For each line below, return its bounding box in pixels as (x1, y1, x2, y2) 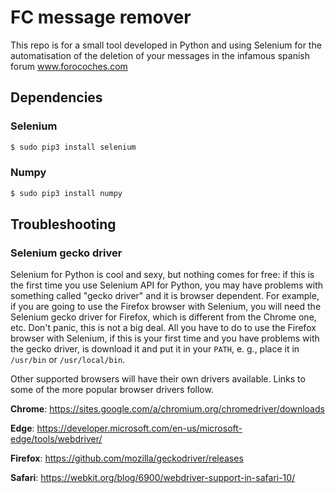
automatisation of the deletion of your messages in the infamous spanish (10, 49, 310, 61)
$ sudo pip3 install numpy (10, 188, 123, 198)
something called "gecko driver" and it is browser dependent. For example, (10, 290, 320, 302)
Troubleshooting (10, 216, 117, 233)
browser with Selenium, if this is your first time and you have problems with (10, 332, 320, 345)
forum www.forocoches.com (10, 60, 128, 72)
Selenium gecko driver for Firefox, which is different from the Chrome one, (10, 311, 317, 323)
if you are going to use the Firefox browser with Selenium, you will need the (10, 301, 322, 313)
